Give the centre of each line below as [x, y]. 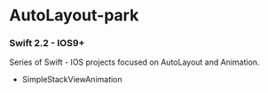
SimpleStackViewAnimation [72, 80]
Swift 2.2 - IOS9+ [47, 43]
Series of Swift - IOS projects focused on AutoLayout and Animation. [134, 62]
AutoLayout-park [74, 15]
